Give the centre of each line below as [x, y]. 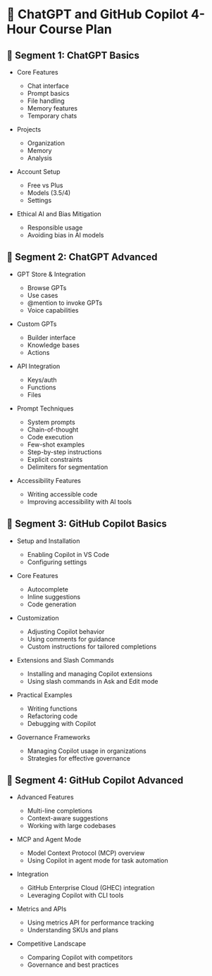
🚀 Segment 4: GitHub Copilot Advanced [95, 781]
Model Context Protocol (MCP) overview [86, 853]
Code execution [50, 437]
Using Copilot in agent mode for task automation [98, 861]
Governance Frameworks [54, 737]
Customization [38, 618]
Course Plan [75, 29]
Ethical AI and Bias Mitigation [59, 214]
